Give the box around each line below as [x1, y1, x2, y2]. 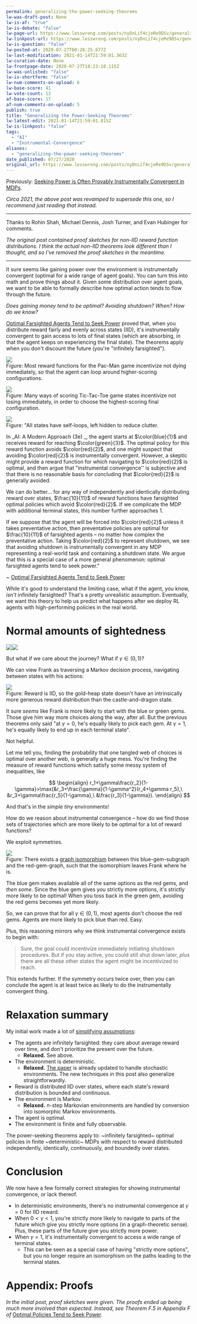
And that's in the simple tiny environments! [6, 803, 110, 810]
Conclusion [6, 1165, 63, 1179]
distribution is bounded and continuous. [14, 1089, 111, 1096]
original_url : [6, 162, 41, 168]
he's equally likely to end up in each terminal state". [6, 726, 131, 733]
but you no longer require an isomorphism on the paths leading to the [23, 1252, 192, 1259]
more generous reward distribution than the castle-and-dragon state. [6, 696, 173, 703]
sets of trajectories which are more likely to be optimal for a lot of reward [6, 821, 182, 828]
